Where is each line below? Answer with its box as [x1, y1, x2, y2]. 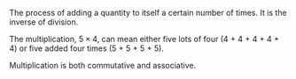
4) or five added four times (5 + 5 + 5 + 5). [9, 43, 164, 54]
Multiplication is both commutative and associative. [9, 61, 197, 70]
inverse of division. [9, 17, 79, 27]
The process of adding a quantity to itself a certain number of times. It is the [9, 8, 287, 18]
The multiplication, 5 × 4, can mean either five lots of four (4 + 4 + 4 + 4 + [9, 34, 280, 44]
